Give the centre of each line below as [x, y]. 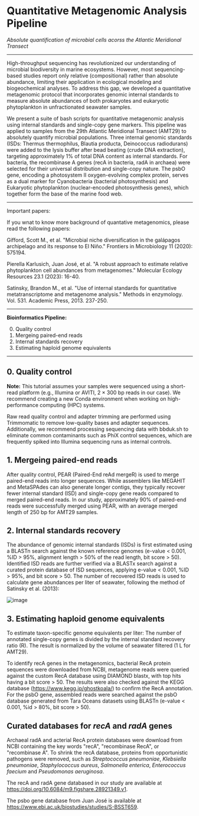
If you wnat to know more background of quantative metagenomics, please [98, 222]
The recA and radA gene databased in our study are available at [84, 783]
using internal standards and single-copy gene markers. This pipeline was [97, 125]
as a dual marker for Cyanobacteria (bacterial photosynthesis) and [87, 181]
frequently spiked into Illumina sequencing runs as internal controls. [89, 441]
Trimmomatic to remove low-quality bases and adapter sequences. [88, 422]
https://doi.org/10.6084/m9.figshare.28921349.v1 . [67, 789]
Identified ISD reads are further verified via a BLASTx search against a [92, 564]
